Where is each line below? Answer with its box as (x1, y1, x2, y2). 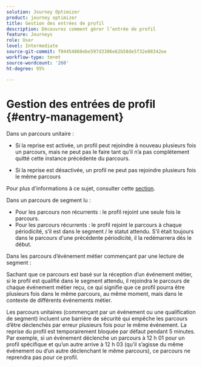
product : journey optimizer (6, 15, 78, 21)
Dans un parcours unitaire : (6, 130, 74, 138)
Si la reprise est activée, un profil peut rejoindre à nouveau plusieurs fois (15, 142, 197, 149)
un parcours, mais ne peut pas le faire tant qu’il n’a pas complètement (15, 149, 190, 156)
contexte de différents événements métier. (6, 296, 112, 304)
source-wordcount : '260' (6, 60, 69, 66)
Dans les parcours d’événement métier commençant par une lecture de (6, 253, 184, 260)
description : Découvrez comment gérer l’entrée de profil (6, 26, 156, 32)
